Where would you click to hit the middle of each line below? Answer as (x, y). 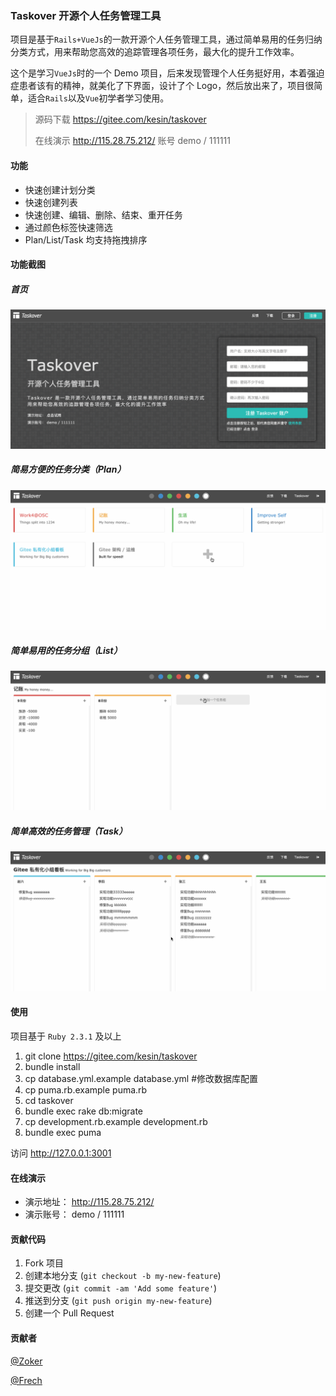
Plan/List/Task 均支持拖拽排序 (86, 239)
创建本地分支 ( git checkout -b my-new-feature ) (123, 1276)
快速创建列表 (51, 202)
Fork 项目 (44, 1263)
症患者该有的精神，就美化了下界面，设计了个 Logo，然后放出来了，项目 (158, 86)
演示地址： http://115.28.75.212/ (89, 1202)
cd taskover (49, 1100)
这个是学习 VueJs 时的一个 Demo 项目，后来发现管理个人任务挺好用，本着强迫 (167, 73)
